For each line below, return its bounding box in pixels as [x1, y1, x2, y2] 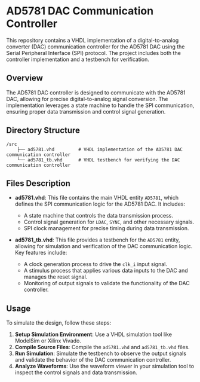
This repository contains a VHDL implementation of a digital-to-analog [6, 36, 179, 44]
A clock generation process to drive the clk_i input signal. [23, 261, 167, 268]
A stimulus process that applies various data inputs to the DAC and [23, 267, 188, 274]
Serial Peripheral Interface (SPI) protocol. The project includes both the [6, 49, 181, 56]
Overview [6, 73, 44, 83]
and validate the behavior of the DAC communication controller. [14, 356, 171, 363]
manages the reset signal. [23, 273, 88, 280]
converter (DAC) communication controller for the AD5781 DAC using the [6, 43, 185, 50]
